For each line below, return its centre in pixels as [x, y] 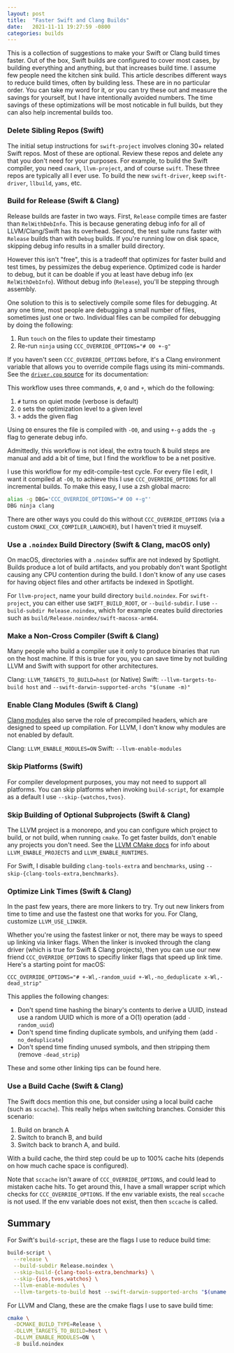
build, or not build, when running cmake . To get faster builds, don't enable [112, 838]
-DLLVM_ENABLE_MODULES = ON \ [54, 1338]
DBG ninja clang [31, 506]
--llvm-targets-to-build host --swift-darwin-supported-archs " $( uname [120, 1292]
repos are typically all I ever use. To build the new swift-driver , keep [107, 175]
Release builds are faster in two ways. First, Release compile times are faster [117, 216]
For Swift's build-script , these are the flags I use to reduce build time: [109, 1240]
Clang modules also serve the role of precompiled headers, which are [108, 720]
